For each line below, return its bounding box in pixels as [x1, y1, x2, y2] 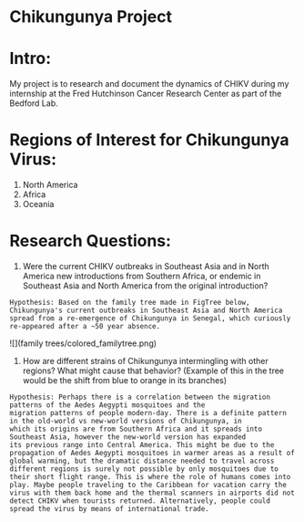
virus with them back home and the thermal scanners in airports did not [9, 488, 296, 497]
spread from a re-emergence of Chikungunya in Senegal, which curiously [9, 314, 291, 323]
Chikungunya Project [9, 6, 173, 27]
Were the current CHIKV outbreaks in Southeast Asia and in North [22, 261, 270, 271]
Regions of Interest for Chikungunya [9, 130, 289, 151]
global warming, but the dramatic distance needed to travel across [9, 456, 275, 465]
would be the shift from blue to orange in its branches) [22, 375, 228, 385]
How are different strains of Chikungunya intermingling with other [22, 356, 269, 366]
